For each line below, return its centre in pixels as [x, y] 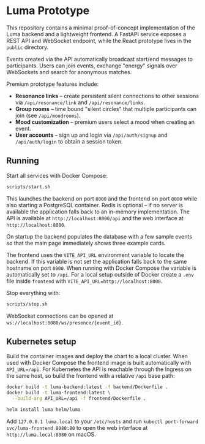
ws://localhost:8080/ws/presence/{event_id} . [65, 322]
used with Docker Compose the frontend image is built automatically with [99, 363]
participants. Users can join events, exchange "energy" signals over [92, 66]
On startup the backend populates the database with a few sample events [99, 236]
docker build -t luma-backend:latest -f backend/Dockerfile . [87, 387]
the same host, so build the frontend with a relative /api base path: [91, 376]
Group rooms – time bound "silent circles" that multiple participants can [106, 109]
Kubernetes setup [41, 341]
